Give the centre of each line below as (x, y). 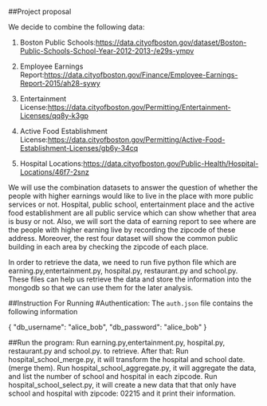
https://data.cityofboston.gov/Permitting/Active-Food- (136, 140)
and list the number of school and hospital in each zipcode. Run (113, 376)
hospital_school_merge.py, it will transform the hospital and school (118, 359)
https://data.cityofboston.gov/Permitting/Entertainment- (139, 107)
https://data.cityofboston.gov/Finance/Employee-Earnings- (141, 75)
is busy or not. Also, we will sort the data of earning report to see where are (132, 221)
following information (43, 311)
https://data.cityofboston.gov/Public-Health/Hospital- (171, 164)
